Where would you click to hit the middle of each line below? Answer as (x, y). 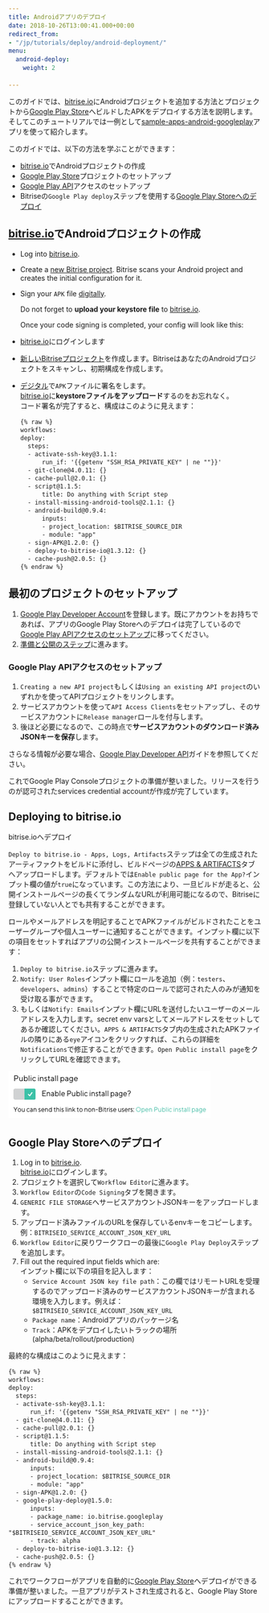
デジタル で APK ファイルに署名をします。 (85, 386)
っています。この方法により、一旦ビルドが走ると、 (169, 885)
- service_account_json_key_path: (88, 1525)
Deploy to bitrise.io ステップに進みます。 (91, 969)
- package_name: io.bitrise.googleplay (96, 1517)
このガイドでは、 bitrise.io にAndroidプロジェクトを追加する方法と (116, 101)
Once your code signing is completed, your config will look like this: (132, 324)
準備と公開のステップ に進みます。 (76, 645)
